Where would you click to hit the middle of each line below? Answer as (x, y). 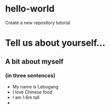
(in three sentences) (30, 76)
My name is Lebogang (35, 86)
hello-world (30, 9)
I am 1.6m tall (26, 97)
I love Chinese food (32, 92)
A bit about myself (34, 62)
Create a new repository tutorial (38, 23)
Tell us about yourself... (55, 43)
